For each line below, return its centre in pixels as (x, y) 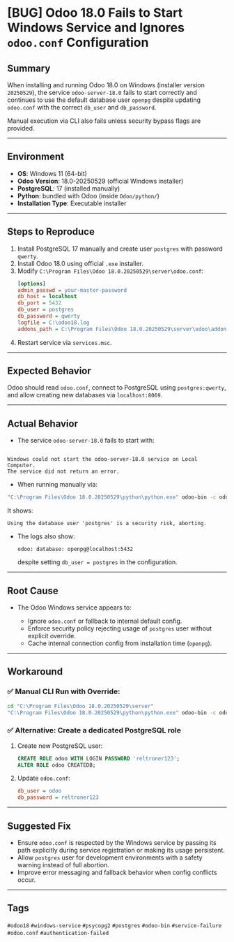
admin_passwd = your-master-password (72, 290)
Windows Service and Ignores (96, 28)
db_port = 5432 (39, 303)
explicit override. (52, 635)
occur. (26, 880)
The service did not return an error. (63, 472)
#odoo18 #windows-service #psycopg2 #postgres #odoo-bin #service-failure (115, 926)
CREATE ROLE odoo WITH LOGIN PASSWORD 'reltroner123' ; (99, 758)
